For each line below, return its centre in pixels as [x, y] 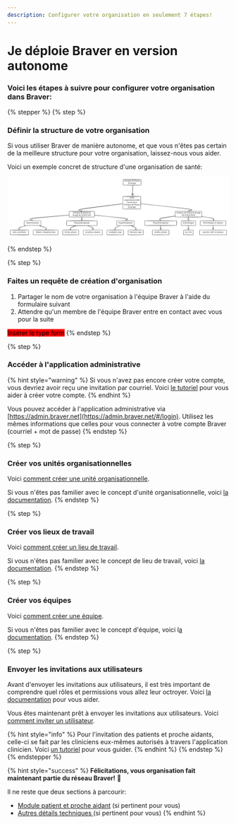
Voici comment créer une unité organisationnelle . [79, 479]
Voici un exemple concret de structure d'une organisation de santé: [105, 167]
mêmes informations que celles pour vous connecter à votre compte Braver [117, 423]
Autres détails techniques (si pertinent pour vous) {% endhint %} [112, 813]
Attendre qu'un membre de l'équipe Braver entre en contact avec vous [120, 312]
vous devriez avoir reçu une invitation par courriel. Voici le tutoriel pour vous [118, 387]
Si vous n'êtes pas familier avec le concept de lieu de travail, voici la [106, 561]
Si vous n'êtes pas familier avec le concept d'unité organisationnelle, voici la [118, 493]
